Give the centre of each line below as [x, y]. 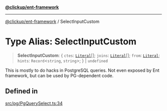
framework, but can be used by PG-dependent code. [59, 75]
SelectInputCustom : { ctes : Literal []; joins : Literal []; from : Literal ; [88, 55]
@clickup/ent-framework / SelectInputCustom [52, 21]
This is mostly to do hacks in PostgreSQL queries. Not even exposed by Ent [83, 70]
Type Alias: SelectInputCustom [71, 42]
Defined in [22, 91]
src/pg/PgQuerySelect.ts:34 [34, 103]
